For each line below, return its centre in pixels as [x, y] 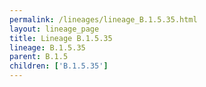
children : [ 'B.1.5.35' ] [59, 66]
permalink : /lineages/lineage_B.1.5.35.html [103, 19]
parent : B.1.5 [39, 57]
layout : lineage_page [54, 29]
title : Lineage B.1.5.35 [61, 38]
